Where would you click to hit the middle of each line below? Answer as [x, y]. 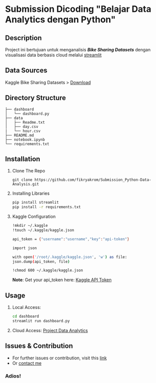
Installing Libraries [31, 193]
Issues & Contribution [39, 346]
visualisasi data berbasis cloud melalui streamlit [53, 55]
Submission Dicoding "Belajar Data [78, 9]
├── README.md [20, 135]
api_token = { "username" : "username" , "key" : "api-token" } [71, 239]
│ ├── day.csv [22, 127]
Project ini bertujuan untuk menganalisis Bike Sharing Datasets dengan [78, 50]
